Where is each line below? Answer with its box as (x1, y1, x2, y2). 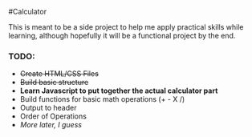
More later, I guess (19, 120, 83, 130)
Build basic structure (19, 78, 89, 87)
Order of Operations (19, 111, 87, 121)
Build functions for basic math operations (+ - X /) (19, 95, 185, 104)
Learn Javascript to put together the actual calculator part (19, 86, 218, 95)
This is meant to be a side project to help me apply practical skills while (8, 22, 244, 31)
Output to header (19, 103, 77, 113)
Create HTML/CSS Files (19, 69, 99, 79)
